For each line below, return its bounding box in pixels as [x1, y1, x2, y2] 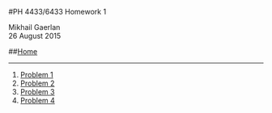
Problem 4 [19, 96, 55, 105]
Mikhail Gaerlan [8, 23, 61, 31]
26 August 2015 [8, 31, 62, 40]
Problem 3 [19, 87, 55, 96]
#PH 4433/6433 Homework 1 [8, 7, 107, 16]
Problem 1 [19, 70, 54, 79]
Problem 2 [19, 78, 55, 88]
